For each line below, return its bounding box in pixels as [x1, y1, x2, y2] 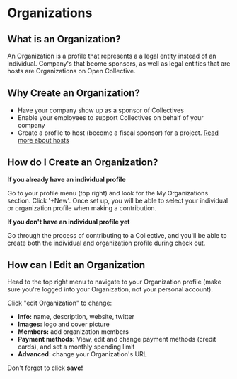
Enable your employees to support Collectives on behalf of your [17, 113, 204, 121]
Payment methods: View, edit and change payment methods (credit [17, 335, 216, 344]
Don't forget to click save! [7, 363, 83, 372]
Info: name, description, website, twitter [17, 313, 134, 321]
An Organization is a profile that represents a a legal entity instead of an [7, 52, 217, 60]
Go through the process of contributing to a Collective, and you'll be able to [7, 231, 228, 239]
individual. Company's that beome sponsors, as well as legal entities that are [7, 59, 231, 68]
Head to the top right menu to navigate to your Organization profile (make [7, 277, 221, 287]
